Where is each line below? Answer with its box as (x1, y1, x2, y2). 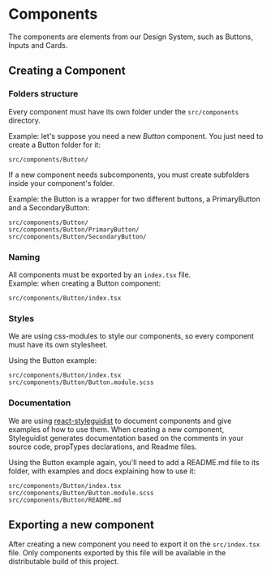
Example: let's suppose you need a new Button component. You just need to (8, 131, 264, 140)
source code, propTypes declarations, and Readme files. (8, 442, 197, 451)
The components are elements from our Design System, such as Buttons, (8, 32, 253, 41)
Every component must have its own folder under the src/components (8, 106, 239, 116)
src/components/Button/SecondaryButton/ (8, 232, 148, 240)
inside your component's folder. (8, 178, 115, 188)
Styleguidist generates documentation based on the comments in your (8, 433, 244, 442)
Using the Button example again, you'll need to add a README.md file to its (8, 457, 260, 467)
